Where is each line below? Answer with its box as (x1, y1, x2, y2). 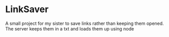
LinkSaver (5, 4, 49, 15)
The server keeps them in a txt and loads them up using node (5, 25, 134, 31)
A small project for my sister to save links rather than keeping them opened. (5, 20, 164, 26)
